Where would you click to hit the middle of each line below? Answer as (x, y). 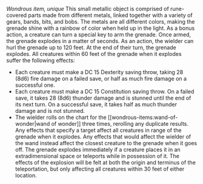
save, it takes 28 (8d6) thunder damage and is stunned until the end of (103, 98)
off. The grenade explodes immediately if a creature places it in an (98, 149)
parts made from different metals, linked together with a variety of (110, 15)
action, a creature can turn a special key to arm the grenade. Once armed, (99, 35)
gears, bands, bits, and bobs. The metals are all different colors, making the (101, 22)
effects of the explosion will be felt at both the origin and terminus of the (105, 162)
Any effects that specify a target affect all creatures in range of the (98, 130)
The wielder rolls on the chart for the (61, 117)
